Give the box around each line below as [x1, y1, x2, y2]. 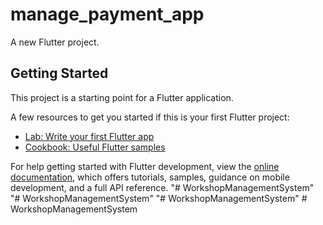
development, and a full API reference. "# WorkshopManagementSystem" [10, 181, 315, 193]
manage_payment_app [10, 3, 205, 26]
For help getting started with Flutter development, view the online [10, 160, 280, 172]
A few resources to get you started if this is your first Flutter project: [10, 111, 290, 123]
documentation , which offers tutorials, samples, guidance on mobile [10, 171, 290, 183]
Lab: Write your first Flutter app [24, 130, 155, 142]
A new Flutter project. [10, 36, 100, 48]
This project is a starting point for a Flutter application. [10, 91, 234, 103]
